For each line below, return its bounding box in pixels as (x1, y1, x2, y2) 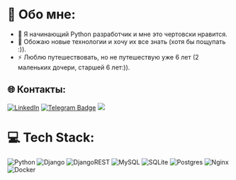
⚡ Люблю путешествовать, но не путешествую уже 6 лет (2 (17, 52, 200, 61)
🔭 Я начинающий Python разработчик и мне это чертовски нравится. (17, 30, 228, 38)
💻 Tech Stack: (7, 129, 95, 145)
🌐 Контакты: (7, 84, 66, 96)
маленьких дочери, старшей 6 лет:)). (17, 63, 130, 72)
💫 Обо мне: (7, 6, 76, 23)
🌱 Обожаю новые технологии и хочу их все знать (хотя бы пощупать (17, 37, 226, 45)
